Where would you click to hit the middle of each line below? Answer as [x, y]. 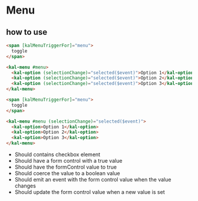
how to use [27, 32]
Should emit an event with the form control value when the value [93, 179]
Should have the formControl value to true [65, 167]
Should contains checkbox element [57, 154]
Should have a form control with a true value [68, 161]
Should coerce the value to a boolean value [67, 173]
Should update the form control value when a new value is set [90, 192]
